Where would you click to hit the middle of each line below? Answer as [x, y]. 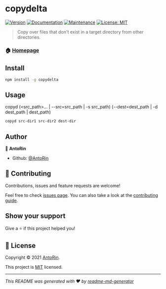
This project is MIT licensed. [34, 267]
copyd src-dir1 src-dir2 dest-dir [41, 121]
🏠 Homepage [22, 50]
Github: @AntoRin [30, 158]
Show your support [35, 216]
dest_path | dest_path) [28, 112]
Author [16, 137]
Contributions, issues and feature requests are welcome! [63, 186]
